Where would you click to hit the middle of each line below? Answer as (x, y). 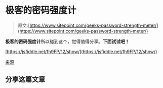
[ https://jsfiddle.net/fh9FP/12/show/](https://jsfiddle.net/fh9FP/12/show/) (81, 52)
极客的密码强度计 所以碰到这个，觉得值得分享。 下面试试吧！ (67, 41)
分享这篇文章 (25, 80)
